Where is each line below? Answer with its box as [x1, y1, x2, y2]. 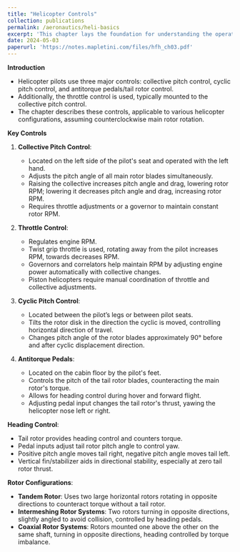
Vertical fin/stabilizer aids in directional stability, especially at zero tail [17, 457, 223, 465]
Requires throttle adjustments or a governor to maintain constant [28, 202, 219, 211]
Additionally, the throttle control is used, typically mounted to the [17, 92, 209, 101]
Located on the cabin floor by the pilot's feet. [28, 368, 161, 377]
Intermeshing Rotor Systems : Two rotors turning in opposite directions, [17, 508, 230, 516]
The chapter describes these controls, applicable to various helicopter [17, 108, 225, 116]
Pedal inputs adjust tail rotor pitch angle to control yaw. [17, 442, 180, 450]
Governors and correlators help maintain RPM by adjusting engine [28, 260, 223, 269]
